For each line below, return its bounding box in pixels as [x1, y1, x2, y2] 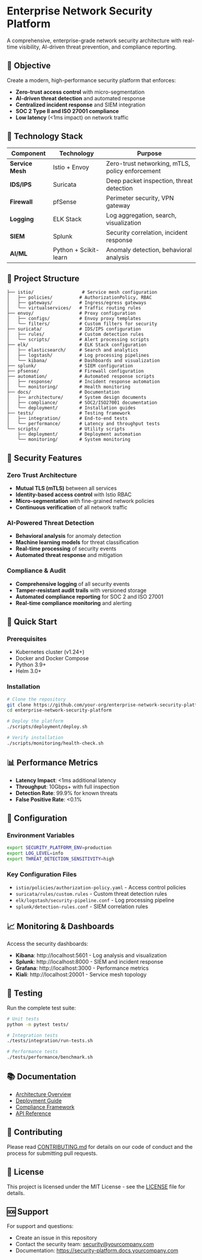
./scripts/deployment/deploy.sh [7, 724, 88, 730]
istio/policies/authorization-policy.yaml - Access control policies [15, 884, 186, 891]
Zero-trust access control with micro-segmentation [15, 88, 145, 96]
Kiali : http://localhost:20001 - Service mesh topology [15, 971, 147, 978]
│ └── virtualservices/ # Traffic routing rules [7, 305, 141, 311]
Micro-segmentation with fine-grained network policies [15, 498, 155, 505]
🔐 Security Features [7, 452, 83, 463]
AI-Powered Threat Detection [7, 519, 95, 527]
